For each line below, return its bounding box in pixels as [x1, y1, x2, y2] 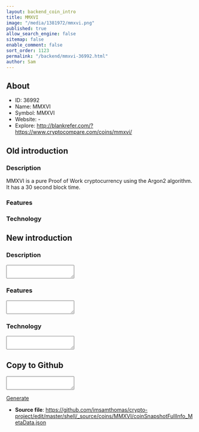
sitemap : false [6, 36, 44, 42]
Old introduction [6, 146, 69, 156]
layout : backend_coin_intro [6, 8, 76, 15]
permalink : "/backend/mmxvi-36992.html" [6, 53, 109, 59]
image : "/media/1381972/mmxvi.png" [6, 20, 95, 26]
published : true [6, 25, 47, 32]
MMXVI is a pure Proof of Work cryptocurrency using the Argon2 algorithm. [6, 177, 192, 184]
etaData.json [14, 419, 47, 426]
